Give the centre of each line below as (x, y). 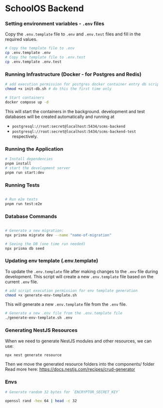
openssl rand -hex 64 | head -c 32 (41, 401)
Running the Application (34, 149)
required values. (21, 39)
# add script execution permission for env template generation (71, 290)
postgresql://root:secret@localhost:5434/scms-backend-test (74, 132)
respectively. (25, 136)
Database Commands (31, 216)
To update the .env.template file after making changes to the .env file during (81, 271)
